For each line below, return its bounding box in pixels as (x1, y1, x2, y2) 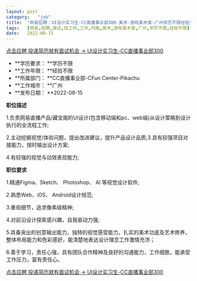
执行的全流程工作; (6, 122, 49, 129)
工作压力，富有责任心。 (6, 256, 63, 263)
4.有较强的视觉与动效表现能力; (6, 154, 79, 161)
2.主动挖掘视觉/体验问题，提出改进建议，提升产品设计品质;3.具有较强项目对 (6, 134, 189, 141)
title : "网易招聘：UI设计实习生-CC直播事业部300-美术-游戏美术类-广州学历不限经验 (6, 19, 189, 25)
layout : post (6, 8, 38, 15)
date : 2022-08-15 (6, 31, 54, 36)
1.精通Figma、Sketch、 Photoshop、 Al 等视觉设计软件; (6, 179, 140, 186)
